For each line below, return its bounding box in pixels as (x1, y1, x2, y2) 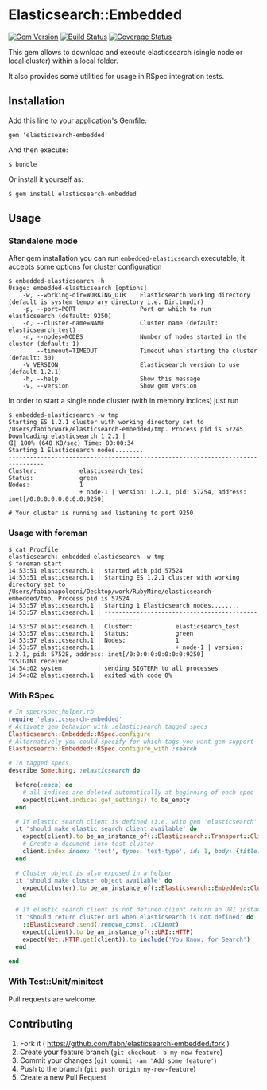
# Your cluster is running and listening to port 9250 (8, 509, 194, 517)
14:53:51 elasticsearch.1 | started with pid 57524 (8, 566, 183, 575)
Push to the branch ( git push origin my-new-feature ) (19, 1064, 196, 1073)
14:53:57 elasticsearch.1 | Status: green (8, 629, 194, 637)
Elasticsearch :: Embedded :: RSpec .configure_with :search (8, 745, 197, 753)
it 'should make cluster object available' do (15, 876, 172, 884)
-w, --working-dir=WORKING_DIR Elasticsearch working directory (22, 291, 250, 300)
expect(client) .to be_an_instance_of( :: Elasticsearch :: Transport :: (22, 832, 250, 840)
